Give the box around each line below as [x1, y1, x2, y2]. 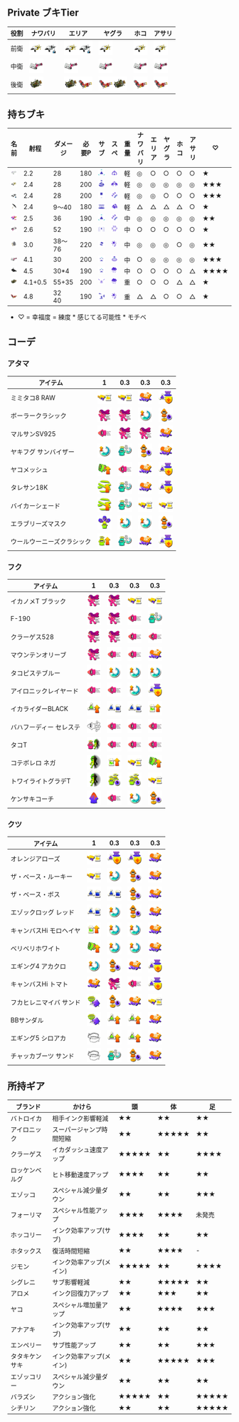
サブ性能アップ [52, 1341, 96, 1349]
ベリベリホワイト [10, 944, 60, 952]
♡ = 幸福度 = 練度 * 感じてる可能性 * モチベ [17, 313, 147, 321]
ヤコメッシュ [10, 465, 48, 474]
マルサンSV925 [10, 429, 56, 438]
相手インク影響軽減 [52, 1114, 109, 1122]
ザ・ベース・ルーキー [10, 872, 73, 880]
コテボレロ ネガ [10, 759, 56, 767]
